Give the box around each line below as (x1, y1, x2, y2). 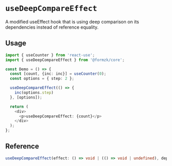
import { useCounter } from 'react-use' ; (5, 52, 95, 57)
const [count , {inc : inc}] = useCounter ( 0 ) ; (10, 71, 106, 76)
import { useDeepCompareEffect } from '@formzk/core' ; (5, 57, 125, 63)
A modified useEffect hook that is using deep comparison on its (5, 18, 139, 25)
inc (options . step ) (14, 90, 54, 95)
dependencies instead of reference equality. (5, 24, 99, 30)
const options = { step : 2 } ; (10, 76, 74, 81)
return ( (10, 104, 29, 109)
